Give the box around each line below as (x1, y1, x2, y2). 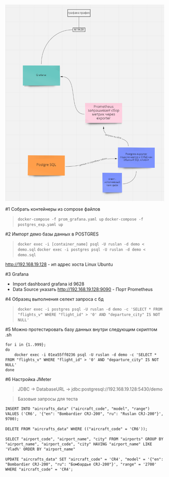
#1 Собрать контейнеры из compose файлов (5, 206, 100, 212)
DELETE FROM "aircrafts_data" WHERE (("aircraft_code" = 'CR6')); (5, 426, 148, 432)
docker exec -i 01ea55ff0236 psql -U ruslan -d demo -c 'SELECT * (14, 352, 157, 358)
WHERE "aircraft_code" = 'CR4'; (5, 467, 73, 472)
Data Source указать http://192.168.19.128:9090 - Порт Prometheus (12, 287, 153, 293)
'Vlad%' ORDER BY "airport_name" (5, 447, 76, 452)
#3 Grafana (5, 271, 29, 277)
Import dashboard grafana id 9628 (12, 281, 85, 287)
